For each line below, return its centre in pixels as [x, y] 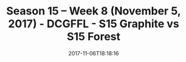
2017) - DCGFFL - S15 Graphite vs [94, 24]
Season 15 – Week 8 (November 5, [94, 11]
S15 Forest [94, 37]
